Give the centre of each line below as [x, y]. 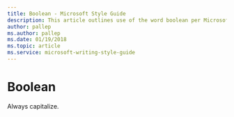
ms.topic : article [34, 46]
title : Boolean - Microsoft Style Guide [67, 14]
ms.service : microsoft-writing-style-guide [71, 53]
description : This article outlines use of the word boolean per [104, 20]
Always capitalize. [33, 106]
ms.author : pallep [34, 33]
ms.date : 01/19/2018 [37, 40]
